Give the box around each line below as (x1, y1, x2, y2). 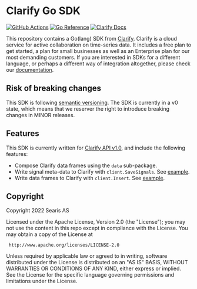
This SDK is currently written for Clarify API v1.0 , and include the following (6, 144, 185, 151)
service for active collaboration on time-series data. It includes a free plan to (6, 41, 192, 48)
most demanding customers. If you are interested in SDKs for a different (6, 54, 181, 61)
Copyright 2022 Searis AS (6, 207, 69, 214)
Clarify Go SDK (6, 4, 81, 18)
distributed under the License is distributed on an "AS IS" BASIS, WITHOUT (6, 259, 188, 266)
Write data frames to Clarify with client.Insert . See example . (14, 174, 165, 181)
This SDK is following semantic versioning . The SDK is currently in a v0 (6, 99, 178, 106)
